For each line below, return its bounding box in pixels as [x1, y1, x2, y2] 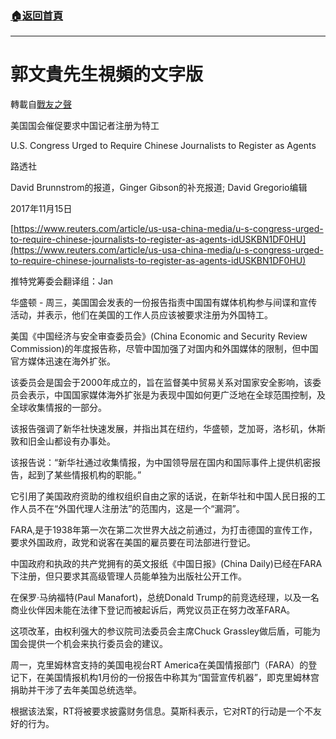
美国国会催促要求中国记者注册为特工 [10, 120, 160, 132]
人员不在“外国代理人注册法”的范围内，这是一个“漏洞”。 [18, 503, 245, 515]
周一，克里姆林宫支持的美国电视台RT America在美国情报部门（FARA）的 [10, 659, 309, 671]
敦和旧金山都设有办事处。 [10, 435, 116, 447]
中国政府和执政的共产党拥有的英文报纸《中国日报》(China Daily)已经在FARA [10, 558, 323, 570]
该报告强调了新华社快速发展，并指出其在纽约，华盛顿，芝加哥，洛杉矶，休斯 [10, 423, 326, 435]
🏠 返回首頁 [10, 8, 64, 22]
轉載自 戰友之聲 [10, 98, 72, 111]
